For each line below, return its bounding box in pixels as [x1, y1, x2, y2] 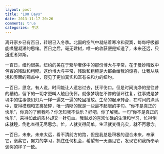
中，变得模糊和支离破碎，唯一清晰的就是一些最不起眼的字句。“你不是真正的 [5, 103, 157, 109]
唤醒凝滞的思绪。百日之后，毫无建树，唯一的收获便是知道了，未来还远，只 [9, 45, 159, 51]
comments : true [5, 21, 36, 26]
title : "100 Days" [5, 12, 42, 17]
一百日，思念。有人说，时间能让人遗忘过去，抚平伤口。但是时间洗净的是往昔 [5, 85, 159, 90]
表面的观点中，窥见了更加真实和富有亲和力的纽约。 [13, 74, 116, 80]
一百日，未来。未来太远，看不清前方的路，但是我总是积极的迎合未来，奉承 [5, 132, 155, 137]
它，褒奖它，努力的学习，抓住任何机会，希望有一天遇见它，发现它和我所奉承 [5, 138, 159, 144]
